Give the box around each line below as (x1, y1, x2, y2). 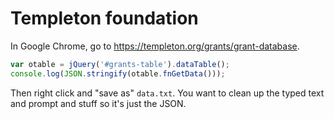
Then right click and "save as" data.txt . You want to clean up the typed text (10, 87, 325, 99)
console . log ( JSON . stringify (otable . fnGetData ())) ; (10, 68, 226, 79)
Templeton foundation (10, 7, 199, 30)
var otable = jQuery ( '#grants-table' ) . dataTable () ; (10, 59, 230, 69)
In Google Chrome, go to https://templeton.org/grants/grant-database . (10, 40, 300, 52)
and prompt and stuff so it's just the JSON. (10, 97, 187, 109)
